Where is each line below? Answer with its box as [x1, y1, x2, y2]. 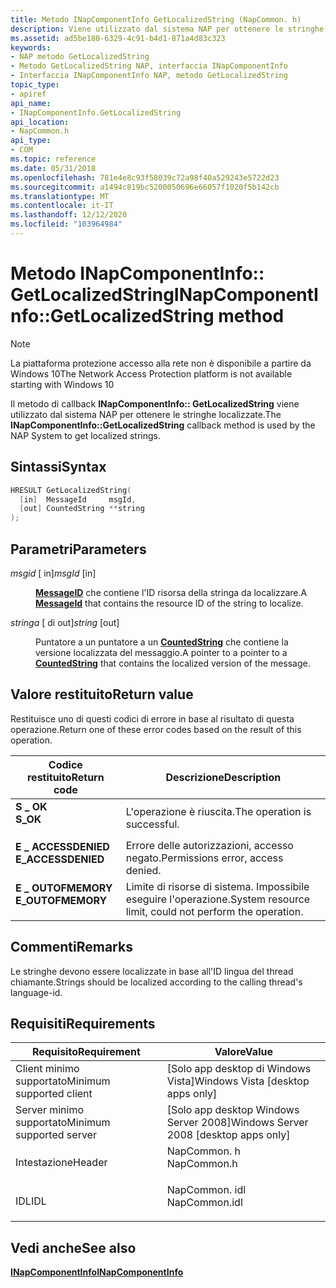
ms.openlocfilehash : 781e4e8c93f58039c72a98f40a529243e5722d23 [10, 172, 280, 183]
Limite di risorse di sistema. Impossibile [125, 879, 310, 893]
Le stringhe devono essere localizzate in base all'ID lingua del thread [10, 965, 294, 977]
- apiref [10, 89, 47, 99]
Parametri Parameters [10, 541, 147, 558]
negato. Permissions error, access [125, 851, 284, 865]
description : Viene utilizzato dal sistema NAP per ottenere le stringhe [10, 24, 325, 34]
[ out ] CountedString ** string [19, 504, 145, 514]
